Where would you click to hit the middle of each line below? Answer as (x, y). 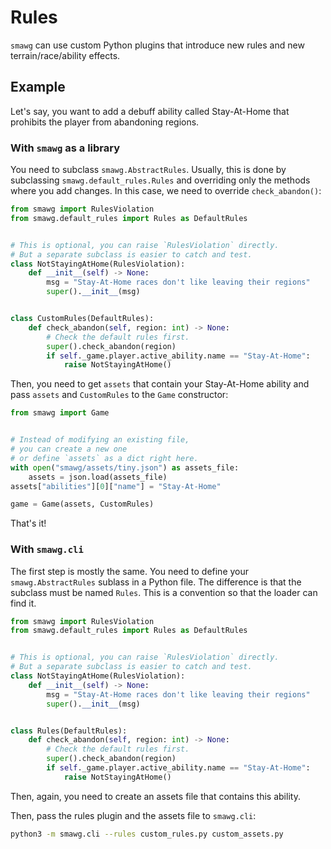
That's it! (28, 523)
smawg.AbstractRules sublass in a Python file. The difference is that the (156, 582)
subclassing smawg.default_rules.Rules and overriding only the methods (160, 180)
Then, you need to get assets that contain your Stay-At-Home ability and (160, 384)
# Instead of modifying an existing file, (100, 440)
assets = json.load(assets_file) (98, 477)
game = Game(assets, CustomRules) (82, 504)
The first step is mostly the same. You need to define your (130, 571)
